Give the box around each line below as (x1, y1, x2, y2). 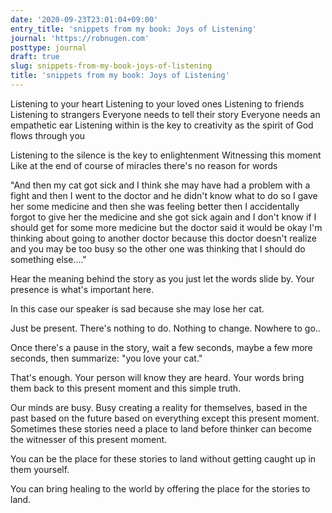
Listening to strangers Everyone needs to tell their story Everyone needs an (10, 108, 321, 120)
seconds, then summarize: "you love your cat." (10, 352, 203, 364)
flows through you (10, 129, 86, 141)
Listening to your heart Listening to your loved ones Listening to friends (10, 97, 305, 110)
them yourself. (10, 463, 70, 475)
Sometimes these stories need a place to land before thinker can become (10, 422, 313, 435)
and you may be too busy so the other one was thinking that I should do (10, 242, 306, 255)
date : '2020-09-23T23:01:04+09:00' (10, 14, 159, 25)
